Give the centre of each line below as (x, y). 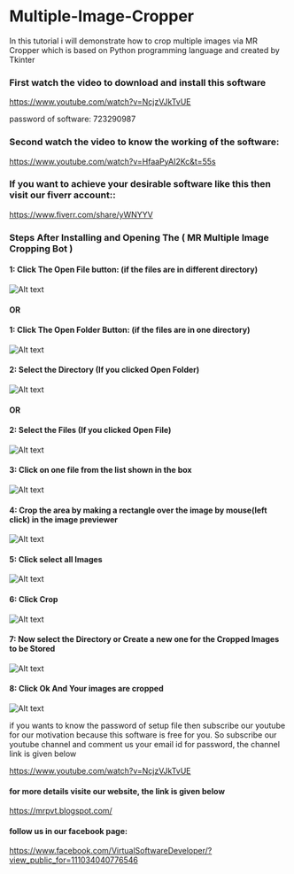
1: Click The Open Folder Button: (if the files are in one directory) (130, 330)
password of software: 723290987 (73, 119)
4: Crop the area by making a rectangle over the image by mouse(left (138, 510)
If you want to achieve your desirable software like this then (140, 184)
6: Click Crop (34, 599)
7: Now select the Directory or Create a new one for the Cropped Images (144, 639)
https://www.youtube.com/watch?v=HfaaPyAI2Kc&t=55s (112, 161)
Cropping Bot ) (41, 248)
